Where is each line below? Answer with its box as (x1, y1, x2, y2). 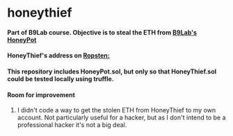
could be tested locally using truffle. (7, 74, 115, 83)
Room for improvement (7, 90, 75, 99)
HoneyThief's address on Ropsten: (7, 51, 110, 60)
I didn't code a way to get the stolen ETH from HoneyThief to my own (17, 106, 216, 114)
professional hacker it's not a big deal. (17, 121, 127, 129)
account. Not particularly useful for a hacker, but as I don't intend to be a (17, 113, 226, 122)
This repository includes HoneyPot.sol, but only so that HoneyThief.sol (7, 67, 217, 76)
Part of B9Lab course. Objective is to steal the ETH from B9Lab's (7, 28, 197, 36)
